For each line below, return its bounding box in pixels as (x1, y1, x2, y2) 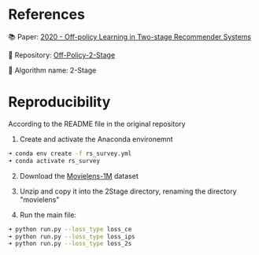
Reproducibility (8, 93, 111, 111)
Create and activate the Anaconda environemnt (19, 134, 173, 143)
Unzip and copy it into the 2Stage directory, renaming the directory (19, 187, 238, 196)
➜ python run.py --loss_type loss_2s (8, 240, 132, 248)
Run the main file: (19, 210, 77, 220)
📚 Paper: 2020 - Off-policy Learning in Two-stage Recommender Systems (8, 31, 252, 41)
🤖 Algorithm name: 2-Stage (8, 65, 97, 75)
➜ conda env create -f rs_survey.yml (8, 150, 132, 157)
